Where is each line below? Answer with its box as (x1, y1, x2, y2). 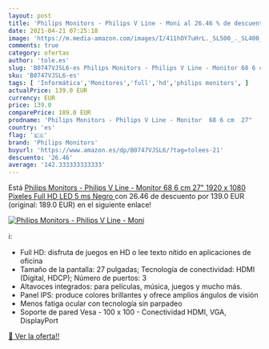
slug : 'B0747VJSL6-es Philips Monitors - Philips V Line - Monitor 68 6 (8, 64, 256, 72)
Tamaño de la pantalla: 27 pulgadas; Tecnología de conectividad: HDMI (19, 265, 255, 274)
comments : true (8, 42, 59, 50)
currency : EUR (8, 94, 56, 102)
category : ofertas (8, 49, 70, 57)
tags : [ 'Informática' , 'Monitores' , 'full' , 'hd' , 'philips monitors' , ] (8, 79, 249, 87)
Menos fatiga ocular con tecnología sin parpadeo (19, 298, 183, 309)
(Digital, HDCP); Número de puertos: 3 (19, 274, 147, 283)
